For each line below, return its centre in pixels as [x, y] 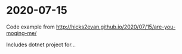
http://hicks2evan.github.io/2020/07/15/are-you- [116, 27]
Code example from [30, 27]
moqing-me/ [21, 33]
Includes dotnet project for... [41, 45]
